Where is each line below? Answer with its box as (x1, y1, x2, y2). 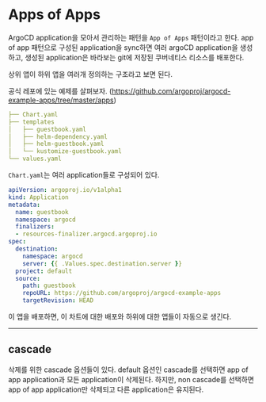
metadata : (8, 201, 41, 209)
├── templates (8, 117, 55, 126)
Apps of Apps (8, 6, 101, 24)
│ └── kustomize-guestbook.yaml (8, 147, 123, 155)
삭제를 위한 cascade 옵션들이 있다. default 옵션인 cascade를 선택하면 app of (8, 365, 249, 374)
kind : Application (8, 193, 69, 201)
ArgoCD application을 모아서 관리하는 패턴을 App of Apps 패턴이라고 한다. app (8, 33, 254, 42)
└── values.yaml (8, 155, 62, 163)
